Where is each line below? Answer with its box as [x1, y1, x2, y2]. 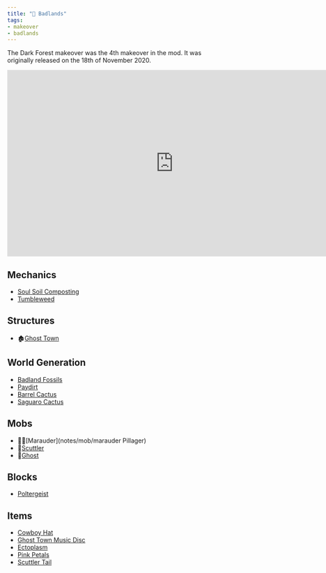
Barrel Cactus [17, 390, 57, 398]
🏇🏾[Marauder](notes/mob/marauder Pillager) [17, 436, 146, 445]
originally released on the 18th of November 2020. [7, 56, 152, 65]
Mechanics [7, 269, 57, 281]
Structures [7, 315, 55, 327]
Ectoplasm [17, 543, 48, 551]
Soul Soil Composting [17, 287, 79, 296]
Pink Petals [17, 551, 50, 559]
